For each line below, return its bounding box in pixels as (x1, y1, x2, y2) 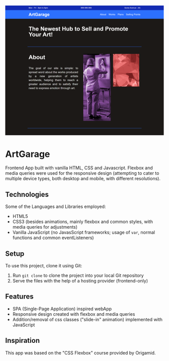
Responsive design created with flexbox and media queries (12, 311, 135, 317)
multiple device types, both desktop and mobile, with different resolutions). (5, 176, 161, 182)
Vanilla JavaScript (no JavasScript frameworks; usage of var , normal (12, 230, 155, 236)
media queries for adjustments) (12, 224, 78, 230)
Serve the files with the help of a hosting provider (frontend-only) (12, 278, 148, 284)
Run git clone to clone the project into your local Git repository (12, 272, 144, 278)
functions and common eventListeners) (12, 235, 94, 241)
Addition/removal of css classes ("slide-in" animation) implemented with (12, 316, 162, 322)
